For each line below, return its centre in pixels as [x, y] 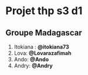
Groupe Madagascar [44, 33]
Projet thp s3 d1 [44, 11]
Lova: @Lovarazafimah [43, 53]
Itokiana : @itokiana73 [42, 47]
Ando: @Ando [31, 59]
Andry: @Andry [33, 66]
